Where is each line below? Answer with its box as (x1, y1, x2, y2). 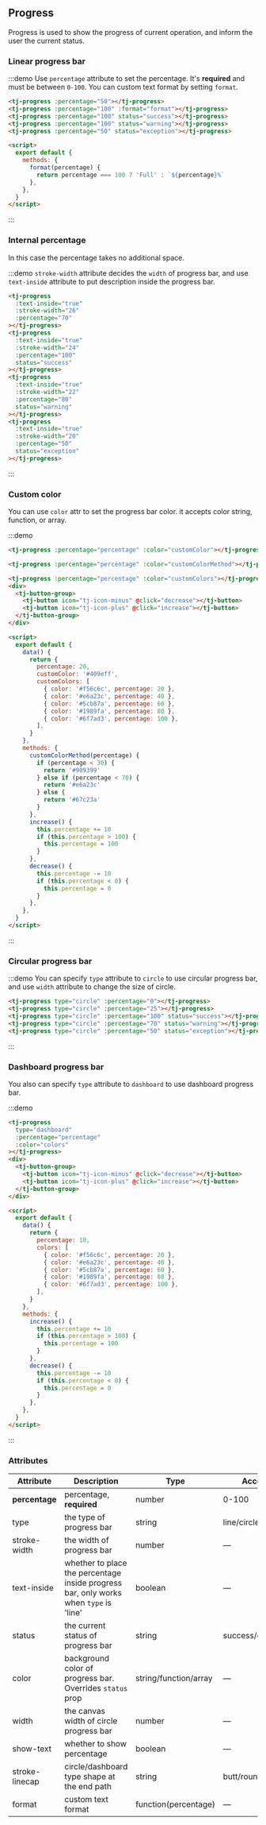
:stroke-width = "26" (15, 307, 80, 315)
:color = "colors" (15, 1140, 69, 1149)
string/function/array (135, 1672, 213, 1684)
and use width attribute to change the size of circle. (8, 982, 177, 992)
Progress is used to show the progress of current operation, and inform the (8, 27, 253, 37)
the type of (64, 1512, 105, 1523)
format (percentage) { (28, 164, 101, 172)
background (64, 1653, 109, 1664)
